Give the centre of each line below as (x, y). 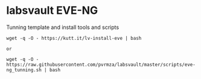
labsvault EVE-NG (52, 11)
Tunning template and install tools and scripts (63, 27)
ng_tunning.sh (24, 70)
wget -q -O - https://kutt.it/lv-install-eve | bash (74, 38)
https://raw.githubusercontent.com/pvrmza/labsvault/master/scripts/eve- (101, 65)
